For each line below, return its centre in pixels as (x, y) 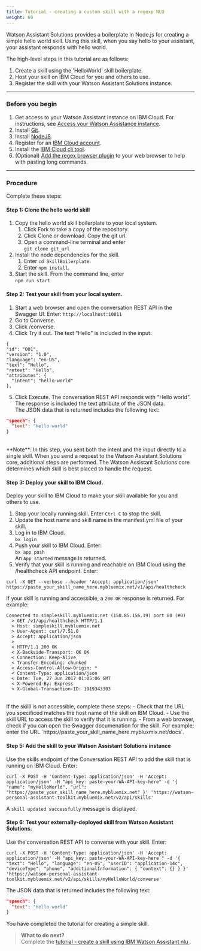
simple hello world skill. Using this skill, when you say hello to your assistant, (100, 41)
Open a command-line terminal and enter (74, 242)
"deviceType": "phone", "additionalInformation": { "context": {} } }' (97, 869)
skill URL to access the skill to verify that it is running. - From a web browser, (100, 719)
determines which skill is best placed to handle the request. (80, 469)
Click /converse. (35, 327)
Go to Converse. (35, 320)
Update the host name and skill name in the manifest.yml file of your (99, 520)
